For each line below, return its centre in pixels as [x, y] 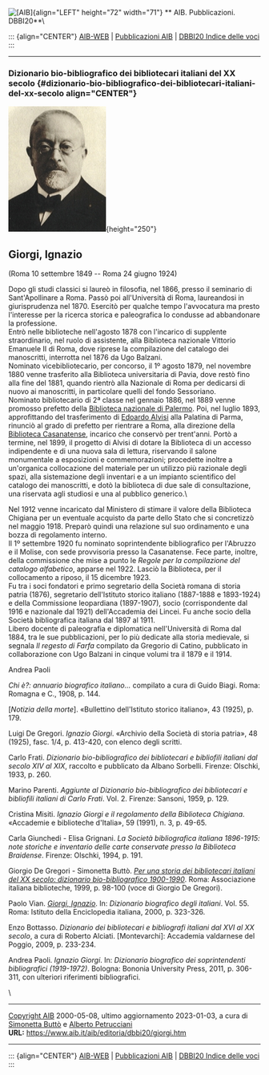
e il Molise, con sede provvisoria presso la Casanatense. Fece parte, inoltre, [133, 552]
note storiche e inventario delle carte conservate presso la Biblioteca [122, 847]
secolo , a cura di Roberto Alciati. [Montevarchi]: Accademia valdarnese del [132, 936]
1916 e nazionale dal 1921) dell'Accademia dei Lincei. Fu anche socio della [130, 612]
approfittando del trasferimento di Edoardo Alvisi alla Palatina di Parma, [126, 417]
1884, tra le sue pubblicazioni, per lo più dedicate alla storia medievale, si [129, 637]
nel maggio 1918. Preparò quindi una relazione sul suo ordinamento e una [129, 526]
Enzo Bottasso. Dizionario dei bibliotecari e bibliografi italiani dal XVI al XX [131, 927]
